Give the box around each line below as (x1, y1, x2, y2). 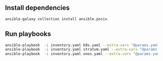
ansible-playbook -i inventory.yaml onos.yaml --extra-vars (5, 51, 131, 57)
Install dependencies (5, 4, 70, 12)
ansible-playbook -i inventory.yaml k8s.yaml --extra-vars (5, 43, 130, 48)
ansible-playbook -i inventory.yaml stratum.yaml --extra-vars (5, 47, 138, 52)
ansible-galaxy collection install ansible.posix (5, 16, 108, 21)
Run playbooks (5, 30, 51, 38)
